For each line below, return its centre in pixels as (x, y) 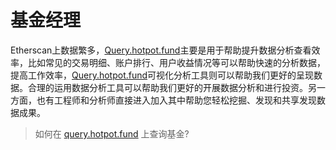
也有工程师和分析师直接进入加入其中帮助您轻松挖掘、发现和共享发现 (176, 100)
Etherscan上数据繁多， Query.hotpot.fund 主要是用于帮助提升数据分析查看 (161, 50)
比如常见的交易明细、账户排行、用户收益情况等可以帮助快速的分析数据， (176, 62)
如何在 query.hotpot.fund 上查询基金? (112, 133)
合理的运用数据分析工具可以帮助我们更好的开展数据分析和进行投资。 (167, 87)
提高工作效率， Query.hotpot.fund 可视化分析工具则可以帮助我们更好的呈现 (162, 75)
